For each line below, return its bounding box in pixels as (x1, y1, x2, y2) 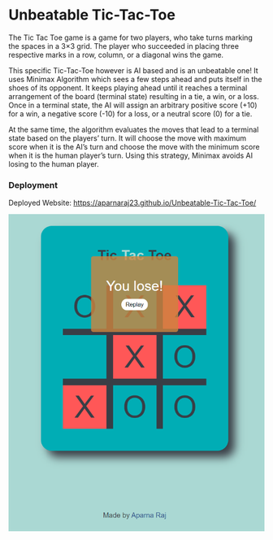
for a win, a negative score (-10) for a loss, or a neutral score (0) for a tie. (8, 108, 253, 119)
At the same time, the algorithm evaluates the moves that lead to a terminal (8, 124, 259, 134)
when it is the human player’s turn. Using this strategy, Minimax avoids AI (8, 150, 253, 160)
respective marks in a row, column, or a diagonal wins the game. (8, 50, 224, 59)
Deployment (8, 179, 58, 190)
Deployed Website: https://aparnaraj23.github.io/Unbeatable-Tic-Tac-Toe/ (8, 198, 257, 208)
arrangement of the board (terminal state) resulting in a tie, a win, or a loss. (8, 91, 260, 101)
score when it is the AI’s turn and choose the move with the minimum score (8, 142, 260, 151)
